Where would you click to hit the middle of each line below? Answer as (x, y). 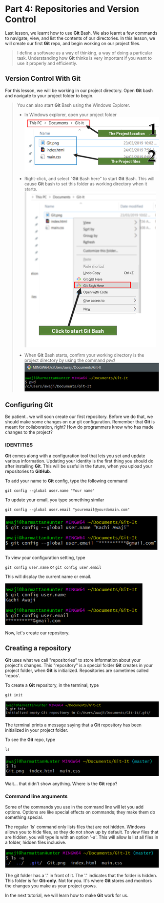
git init (14, 695)
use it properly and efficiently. (47, 63)
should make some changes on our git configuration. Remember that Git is (80, 422)
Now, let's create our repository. (37, 633)
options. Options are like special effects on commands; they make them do (80, 812)
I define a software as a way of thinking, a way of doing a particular (85, 53)
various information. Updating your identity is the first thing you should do (79, 461)
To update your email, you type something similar (55, 500)
